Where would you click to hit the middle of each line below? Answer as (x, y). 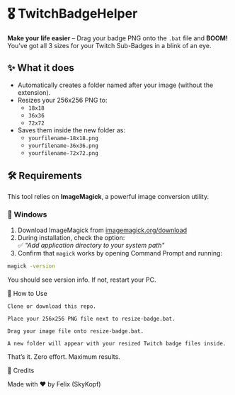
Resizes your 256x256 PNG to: (62, 100)
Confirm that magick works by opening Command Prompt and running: (120, 253)
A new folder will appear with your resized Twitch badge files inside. (117, 343)
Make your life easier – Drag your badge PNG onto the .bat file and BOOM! (118, 38)
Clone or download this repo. (52, 306)
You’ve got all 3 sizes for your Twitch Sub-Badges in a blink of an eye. (109, 45)
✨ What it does (41, 68)
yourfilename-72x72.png (63, 153)
